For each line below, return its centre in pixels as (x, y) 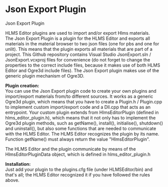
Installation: (18, 164)
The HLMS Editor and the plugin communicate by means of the (71, 149)
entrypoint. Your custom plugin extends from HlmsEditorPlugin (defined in (82, 112)
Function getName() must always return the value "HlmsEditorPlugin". (78, 139)
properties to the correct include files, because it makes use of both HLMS (83, 65)
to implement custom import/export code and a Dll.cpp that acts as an (78, 107)
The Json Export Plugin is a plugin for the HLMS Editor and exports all (78, 38)
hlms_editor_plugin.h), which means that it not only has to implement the (80, 117)
